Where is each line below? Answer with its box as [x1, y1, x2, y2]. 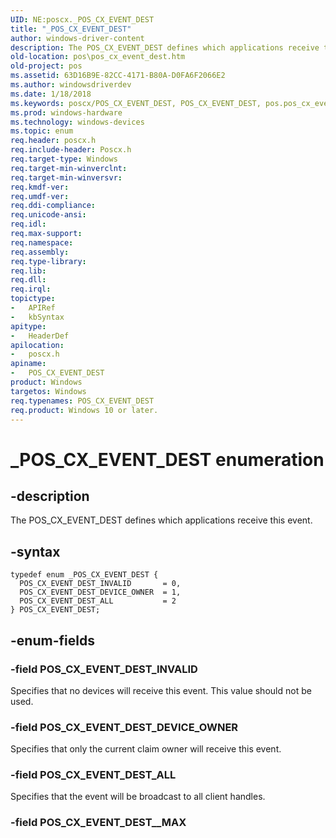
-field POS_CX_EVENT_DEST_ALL [10, 768, 177, 782]
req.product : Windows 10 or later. [10, 405, 159, 415]
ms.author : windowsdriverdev [10, 80, 132, 90]
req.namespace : [10, 237, 74, 248]
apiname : [10, 359, 47, 369]
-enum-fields [10, 632, 95, 649]
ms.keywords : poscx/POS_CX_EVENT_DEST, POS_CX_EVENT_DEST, [10, 98, 262, 108]
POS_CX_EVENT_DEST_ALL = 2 [19, 596, 177, 606]
